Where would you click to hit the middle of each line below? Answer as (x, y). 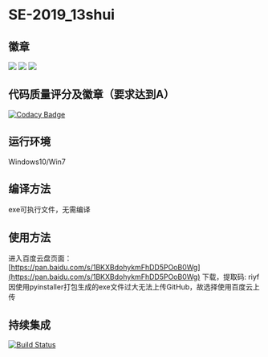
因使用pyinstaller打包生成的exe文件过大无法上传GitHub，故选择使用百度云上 (134, 287)
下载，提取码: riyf (231, 277)
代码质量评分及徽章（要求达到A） (91, 94)
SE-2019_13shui (61, 15)
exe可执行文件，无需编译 (49, 210)
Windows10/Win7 (37, 162)
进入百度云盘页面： (40, 258)
